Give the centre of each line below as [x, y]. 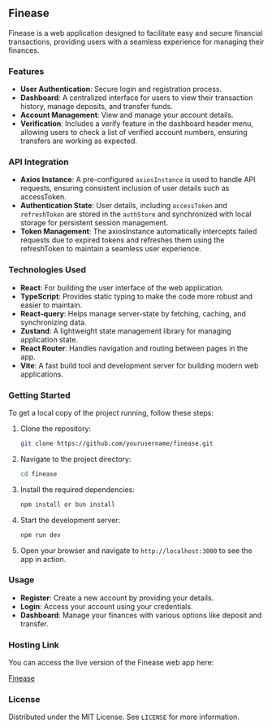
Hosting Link [34, 644]
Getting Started [39, 395]
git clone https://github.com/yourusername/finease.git [117, 443]
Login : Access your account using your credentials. [106, 606]
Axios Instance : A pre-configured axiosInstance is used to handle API [138, 180]
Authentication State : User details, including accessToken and [123, 206]
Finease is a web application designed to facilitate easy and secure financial [136, 33]
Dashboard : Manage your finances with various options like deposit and [141, 615]
